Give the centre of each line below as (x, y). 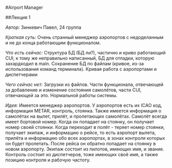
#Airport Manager (24, 7)
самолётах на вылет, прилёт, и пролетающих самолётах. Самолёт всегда (86, 116)
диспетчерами (21, 74)
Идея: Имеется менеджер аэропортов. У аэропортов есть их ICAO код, (84, 105)
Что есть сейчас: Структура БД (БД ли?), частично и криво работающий (85, 53)
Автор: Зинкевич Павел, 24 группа (43, 27)
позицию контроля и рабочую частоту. (48, 160)
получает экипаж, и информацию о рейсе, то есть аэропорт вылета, (81, 133)
